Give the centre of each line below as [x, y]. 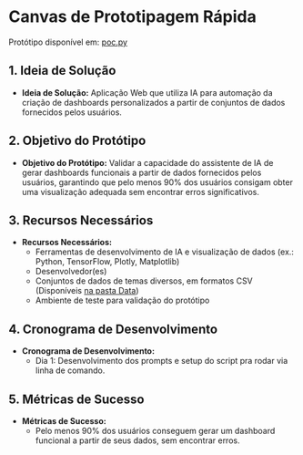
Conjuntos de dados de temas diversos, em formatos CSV [144, 281]
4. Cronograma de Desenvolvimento [113, 329]
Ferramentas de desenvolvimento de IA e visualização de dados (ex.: [165, 252]
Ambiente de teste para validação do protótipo [122, 300]
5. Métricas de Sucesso [76, 399]
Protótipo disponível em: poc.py [68, 42]
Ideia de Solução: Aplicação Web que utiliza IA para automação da [147, 92]
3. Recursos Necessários [81, 220]
